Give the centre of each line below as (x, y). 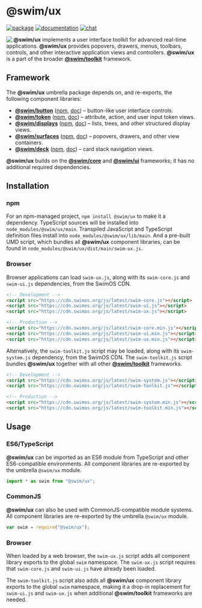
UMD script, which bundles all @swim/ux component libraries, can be (93, 242)
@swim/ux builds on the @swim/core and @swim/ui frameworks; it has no (100, 161)
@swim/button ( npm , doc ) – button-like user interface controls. (94, 110)
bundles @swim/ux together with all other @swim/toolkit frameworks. (94, 363)
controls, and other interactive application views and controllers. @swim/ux (100, 52)
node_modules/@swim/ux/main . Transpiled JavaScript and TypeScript (89, 229)
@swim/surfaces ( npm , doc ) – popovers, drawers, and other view (97, 136)
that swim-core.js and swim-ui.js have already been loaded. (81, 569)
